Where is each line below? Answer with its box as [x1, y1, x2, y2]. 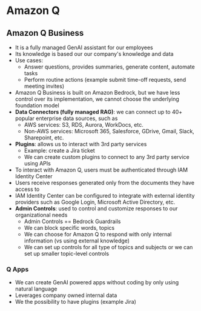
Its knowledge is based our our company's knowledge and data [15, 50, 174, 58]
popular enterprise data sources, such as [15, 115, 118, 122]
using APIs [24, 160, 51, 167]
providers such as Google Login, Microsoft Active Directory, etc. [15, 198, 176, 206]
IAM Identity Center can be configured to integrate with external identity [15, 192, 195, 199]
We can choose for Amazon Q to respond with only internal [24, 231, 172, 238]
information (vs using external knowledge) [24, 237, 130, 244]
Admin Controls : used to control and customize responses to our [15, 205, 178, 212]
